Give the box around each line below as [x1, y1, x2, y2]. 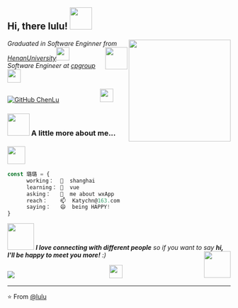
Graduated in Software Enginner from [7, 39, 118, 47]
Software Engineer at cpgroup [7, 61, 96, 69]
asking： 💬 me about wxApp [25, 190, 115, 198]
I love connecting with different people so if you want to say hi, [35, 244, 224, 252]
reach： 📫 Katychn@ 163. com [25, 197, 120, 204]
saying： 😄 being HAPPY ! [25, 203, 110, 211]
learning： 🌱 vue [25, 183, 80, 191]
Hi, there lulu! [7, 21, 69, 33]
